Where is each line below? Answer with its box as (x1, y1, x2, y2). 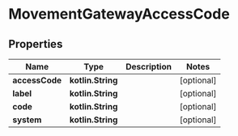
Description (125, 62, 172, 72)
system (12, 114, 42, 125)
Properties (8, 37, 63, 51)
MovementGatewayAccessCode (8, 5, 231, 23)
